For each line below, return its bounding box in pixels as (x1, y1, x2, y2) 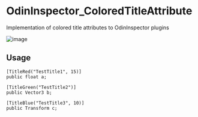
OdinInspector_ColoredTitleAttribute (6, 4, 193, 18)
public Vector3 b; (6, 90, 52, 96)
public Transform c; (6, 105, 58, 111)
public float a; (6, 73, 47, 80)
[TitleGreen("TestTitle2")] (6, 84, 77, 90)
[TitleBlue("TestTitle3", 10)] (6, 100, 85, 106)
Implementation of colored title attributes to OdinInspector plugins (6, 24, 169, 31)
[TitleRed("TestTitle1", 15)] (6, 69, 82, 75)
